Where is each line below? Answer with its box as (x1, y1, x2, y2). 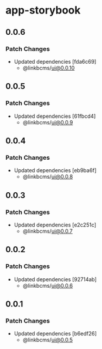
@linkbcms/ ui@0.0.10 (22, 64, 75, 71)
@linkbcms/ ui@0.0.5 (22, 337, 73, 344)
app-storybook (5, 4, 81, 17)
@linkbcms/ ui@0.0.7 (22, 228, 73, 235)
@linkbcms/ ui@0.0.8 (22, 173, 73, 180)
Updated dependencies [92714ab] (13, 275, 97, 283)
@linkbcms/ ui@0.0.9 (22, 118, 73, 126)
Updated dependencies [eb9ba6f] (13, 167, 97, 174)
